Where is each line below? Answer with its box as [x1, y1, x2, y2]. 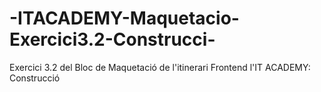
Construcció [9, 72, 61, 84]
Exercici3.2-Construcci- [9, 28, 216, 51]
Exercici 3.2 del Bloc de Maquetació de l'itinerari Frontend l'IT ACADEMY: [9, 61, 311, 73]
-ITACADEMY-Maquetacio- [9, 7, 240, 30]
